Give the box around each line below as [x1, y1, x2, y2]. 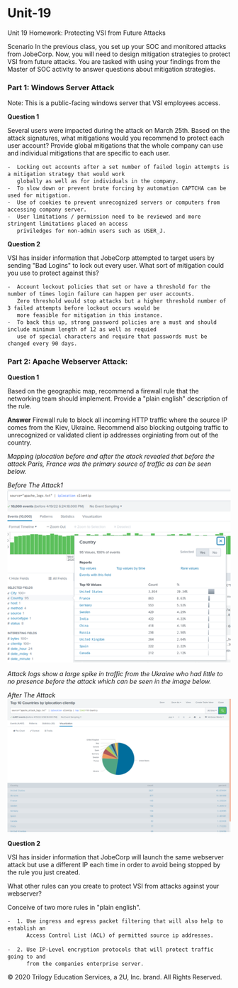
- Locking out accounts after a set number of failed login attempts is [7, 163, 230, 171]
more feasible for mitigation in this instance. [16, 312, 163, 319]
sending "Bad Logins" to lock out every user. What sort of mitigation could [7, 261, 225, 270]
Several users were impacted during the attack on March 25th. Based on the [7, 126, 230, 135]
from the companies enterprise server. [25, 960, 144, 967]
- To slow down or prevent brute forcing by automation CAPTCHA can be [7, 185, 227, 192]
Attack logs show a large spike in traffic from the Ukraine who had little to [7, 669, 223, 678]
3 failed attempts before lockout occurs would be [7, 305, 160, 312]
